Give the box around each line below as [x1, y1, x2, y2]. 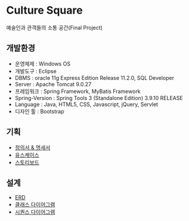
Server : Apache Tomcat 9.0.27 [14, 80, 92, 88]
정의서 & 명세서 [14, 144, 51, 151]
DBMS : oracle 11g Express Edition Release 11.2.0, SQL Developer [14, 74, 175, 81]
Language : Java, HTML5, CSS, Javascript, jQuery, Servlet [14, 101, 159, 108]
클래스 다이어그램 [14, 201, 55, 208]
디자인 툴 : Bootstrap [14, 108, 64, 115]
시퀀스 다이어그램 [14, 208, 55, 216]
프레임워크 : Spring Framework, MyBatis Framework [14, 88, 141, 95]
